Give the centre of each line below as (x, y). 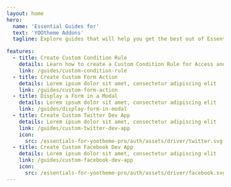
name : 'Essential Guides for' (56, 26)
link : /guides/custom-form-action (68, 90)
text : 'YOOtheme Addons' (48, 33)
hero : (14, 20)
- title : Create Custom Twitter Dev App (71, 115)
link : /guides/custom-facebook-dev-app (76, 160)
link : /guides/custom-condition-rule (73, 70)
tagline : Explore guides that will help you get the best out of (109, 39)
